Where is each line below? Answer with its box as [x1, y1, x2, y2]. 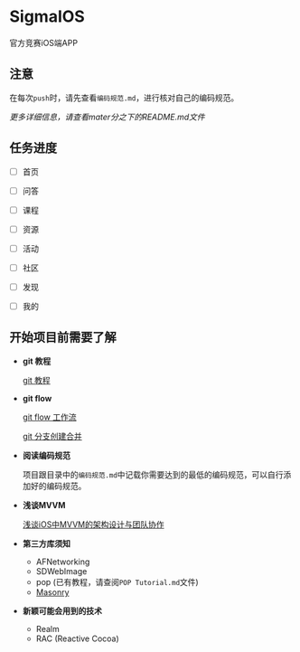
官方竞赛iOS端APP [9, 37, 79, 48]
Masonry [35, 586, 70, 598]
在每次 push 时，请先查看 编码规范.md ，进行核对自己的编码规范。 [9, 92, 239, 103]
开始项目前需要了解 [9, 330, 117, 345]
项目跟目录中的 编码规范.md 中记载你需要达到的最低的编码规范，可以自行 [22, 468, 284, 480]
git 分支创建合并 [22, 430, 83, 441]
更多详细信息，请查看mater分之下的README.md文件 [9, 111, 205, 122]
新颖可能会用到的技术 [22, 605, 102, 616]
